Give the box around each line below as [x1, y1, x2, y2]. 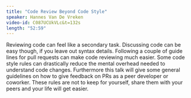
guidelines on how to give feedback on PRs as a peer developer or [6, 73, 168, 80]
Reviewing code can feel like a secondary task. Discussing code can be [6, 41, 181, 48]
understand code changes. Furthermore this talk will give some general [6, 66, 180, 74]
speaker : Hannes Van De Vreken [6, 14, 84, 20]
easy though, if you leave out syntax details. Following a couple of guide [6, 48, 183, 55]
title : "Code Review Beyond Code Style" [6, 8, 108, 15]
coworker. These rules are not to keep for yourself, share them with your [6, 79, 183, 86]
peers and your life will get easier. [6, 85, 89, 92]
